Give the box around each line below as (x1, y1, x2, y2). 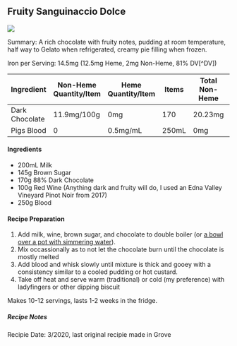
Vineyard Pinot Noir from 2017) (17, 191, 108, 200)
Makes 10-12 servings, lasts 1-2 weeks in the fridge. (7, 297, 157, 305)
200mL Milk (17, 161, 53, 169)
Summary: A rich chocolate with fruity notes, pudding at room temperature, (7, 37, 226, 46)
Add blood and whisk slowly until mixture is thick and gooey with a (17, 261, 212, 269)
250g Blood (17, 198, 51, 207)
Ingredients (7, 145, 42, 154)
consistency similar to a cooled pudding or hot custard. (17, 268, 178, 276)
